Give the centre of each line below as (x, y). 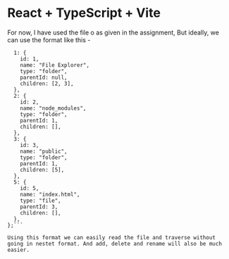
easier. (19, 250)
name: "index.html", (50, 194)
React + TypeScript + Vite (84, 13)
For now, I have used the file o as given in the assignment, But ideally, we (113, 32)
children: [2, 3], (47, 83)
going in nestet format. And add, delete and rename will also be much (114, 244)
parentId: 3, (39, 207)
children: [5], (42, 170)
